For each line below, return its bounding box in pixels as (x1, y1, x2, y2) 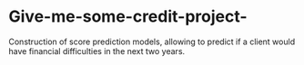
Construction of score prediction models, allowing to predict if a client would (8, 36, 296, 47)
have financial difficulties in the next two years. (8, 45, 186, 56)
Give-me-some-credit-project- (8, 6, 248, 27)
